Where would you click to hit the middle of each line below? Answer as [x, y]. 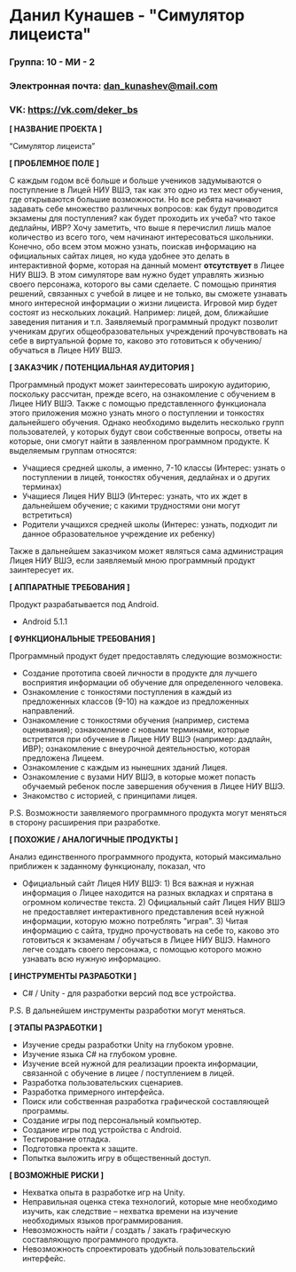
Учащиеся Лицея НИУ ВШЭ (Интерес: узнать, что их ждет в [135, 496]
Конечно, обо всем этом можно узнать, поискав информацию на [133, 247]
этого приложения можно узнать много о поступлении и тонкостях [137, 413]
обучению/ [241, 341]
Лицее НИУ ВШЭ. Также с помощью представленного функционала [138, 404]
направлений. [48, 711]
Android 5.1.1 [45, 621]
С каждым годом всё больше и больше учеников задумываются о [136, 181]
